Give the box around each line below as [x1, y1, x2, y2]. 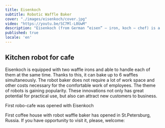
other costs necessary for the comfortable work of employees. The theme [5, 82, 156, 88]
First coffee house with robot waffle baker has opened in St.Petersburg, [5, 112, 151, 118]
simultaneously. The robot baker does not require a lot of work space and [5, 77, 155, 83]
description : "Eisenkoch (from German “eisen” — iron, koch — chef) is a [5, 26, 161, 31]
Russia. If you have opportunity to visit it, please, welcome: [5, 117, 125, 123]
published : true [5, 30, 39, 35]
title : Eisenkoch [5, 7, 41, 12]
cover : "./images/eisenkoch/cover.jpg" [5, 16, 87, 21]
